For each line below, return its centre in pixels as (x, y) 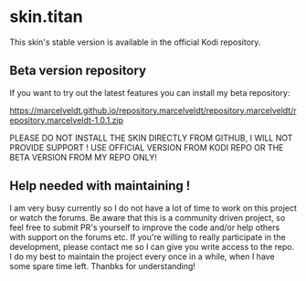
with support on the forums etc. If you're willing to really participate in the (148, 237)
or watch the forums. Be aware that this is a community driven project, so (148, 217)
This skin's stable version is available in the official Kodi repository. (135, 42)
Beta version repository (78, 71)
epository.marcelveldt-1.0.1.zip (67, 120)
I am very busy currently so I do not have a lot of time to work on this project (153, 208)
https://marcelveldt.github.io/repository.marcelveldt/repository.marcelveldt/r (153, 110)
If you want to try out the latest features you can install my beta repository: (150, 92)
